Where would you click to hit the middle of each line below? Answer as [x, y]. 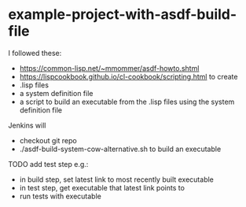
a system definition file [56, 93]
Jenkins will [27, 125]
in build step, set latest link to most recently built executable [117, 179]
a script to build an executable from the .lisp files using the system [127, 102]
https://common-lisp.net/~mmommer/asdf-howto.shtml [109, 68]
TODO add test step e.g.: [48, 164]
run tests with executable [61, 196]
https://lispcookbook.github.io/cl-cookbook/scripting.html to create [129, 76]
